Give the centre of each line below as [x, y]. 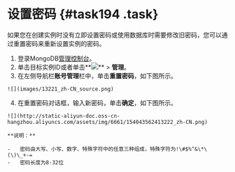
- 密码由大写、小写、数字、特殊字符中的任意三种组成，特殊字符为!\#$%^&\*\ [107, 149]
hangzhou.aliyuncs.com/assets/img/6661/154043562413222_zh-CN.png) [108, 122]
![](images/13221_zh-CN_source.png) [60, 89]
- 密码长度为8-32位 [36, 162]
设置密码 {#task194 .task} [83, 14]
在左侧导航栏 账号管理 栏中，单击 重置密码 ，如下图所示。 [97, 76]
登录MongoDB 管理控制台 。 [56, 58]
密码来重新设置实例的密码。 [65, 43]
